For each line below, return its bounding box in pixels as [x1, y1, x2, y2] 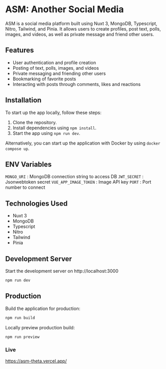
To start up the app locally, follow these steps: [5, 109, 102, 116]
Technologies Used [5, 199, 68, 208]
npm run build [5, 315, 36, 320]
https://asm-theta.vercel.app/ [5, 358, 67, 364]
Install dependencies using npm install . [12, 125, 96, 131]
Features [5, 46, 34, 54]
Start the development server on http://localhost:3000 [5, 268, 118, 274]
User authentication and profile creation [12, 60, 96, 66]
